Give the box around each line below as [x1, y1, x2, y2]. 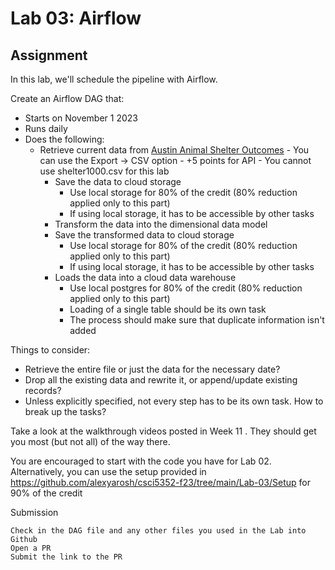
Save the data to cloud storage [54, 176, 182, 187]
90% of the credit [10, 487, 83, 499]
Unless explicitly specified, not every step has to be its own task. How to [24, 395, 324, 407]
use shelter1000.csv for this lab [39, 165, 170, 177]
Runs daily [24, 123, 68, 134]
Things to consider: [10, 344, 91, 356]
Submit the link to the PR [10, 552, 123, 562]
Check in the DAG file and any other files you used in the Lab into [10, 526, 307, 536]
